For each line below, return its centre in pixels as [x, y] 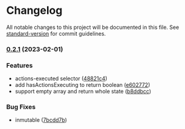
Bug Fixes [21, 107]
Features [20, 65]
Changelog [34, 11]
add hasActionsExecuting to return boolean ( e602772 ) [83, 85]
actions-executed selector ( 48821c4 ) [61, 78]
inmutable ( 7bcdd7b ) [41, 120]
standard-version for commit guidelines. [56, 33]
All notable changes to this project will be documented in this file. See [93, 27]
